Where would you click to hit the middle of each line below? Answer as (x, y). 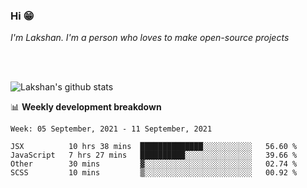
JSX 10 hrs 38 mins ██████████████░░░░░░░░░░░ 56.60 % (154, 147)
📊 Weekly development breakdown (86, 107)
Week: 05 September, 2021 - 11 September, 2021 (111, 129)
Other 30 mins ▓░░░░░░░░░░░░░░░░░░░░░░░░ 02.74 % (154, 164)
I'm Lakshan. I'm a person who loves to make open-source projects (150, 38)
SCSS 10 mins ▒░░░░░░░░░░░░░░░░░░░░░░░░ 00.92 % (154, 173)
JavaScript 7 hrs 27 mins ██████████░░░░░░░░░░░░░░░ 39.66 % (154, 155)
